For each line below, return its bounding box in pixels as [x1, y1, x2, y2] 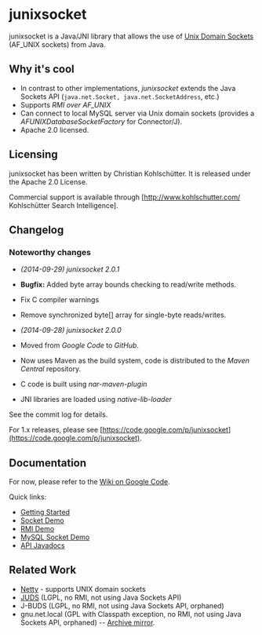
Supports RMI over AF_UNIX [20, 100, 111, 109]
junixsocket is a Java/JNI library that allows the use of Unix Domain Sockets [9, 31, 254, 41]
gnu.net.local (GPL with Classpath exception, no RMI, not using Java [20, 609, 242, 619]
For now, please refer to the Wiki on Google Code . [9, 477, 171, 487]
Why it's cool [9, 63, 75, 76]
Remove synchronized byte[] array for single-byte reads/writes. [20, 310, 227, 319]
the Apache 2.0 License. [9, 177, 88, 186]
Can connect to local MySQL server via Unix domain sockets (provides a [20, 108, 255, 118]
